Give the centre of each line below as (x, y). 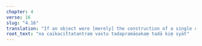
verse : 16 (19, 17)
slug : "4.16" (23, 23)
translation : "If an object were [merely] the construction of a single (99, 28)
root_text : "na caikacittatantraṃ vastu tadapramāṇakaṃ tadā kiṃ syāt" (98, 34)
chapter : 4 (20, 12)
